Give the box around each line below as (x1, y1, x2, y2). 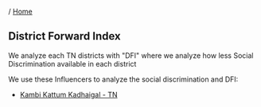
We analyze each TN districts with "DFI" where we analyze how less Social (8, 51, 254, 60)
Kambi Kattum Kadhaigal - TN (19, 90, 118, 99)
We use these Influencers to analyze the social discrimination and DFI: (8, 75, 239, 84)
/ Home (8, 7, 33, 16)
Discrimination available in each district (8, 59, 137, 68)
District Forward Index (8, 29, 121, 43)
